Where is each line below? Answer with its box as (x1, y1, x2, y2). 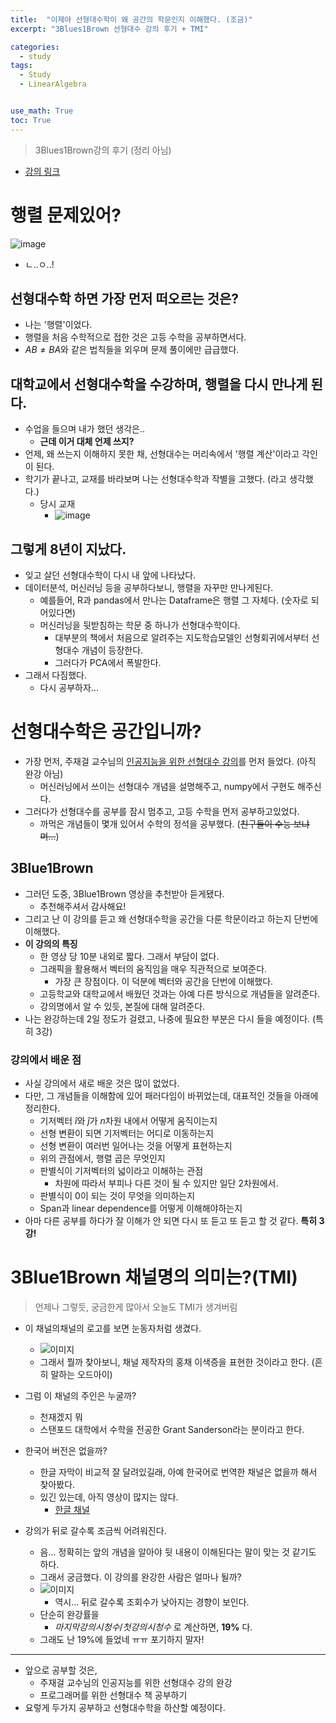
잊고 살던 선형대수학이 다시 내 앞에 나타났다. (24, 569, 197, 581)
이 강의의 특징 (24, 937, 78, 950)
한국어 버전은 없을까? (24, 1444, 108, 1456)
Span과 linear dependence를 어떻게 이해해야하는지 (39, 1202, 243, 1215)
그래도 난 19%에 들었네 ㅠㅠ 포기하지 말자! (39, 1633, 205, 1645)
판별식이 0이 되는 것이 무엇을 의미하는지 (39, 1190, 196, 1202)
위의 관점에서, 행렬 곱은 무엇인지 (39, 1152, 166, 1165)
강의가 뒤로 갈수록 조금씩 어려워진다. (24, 1524, 167, 1536)
